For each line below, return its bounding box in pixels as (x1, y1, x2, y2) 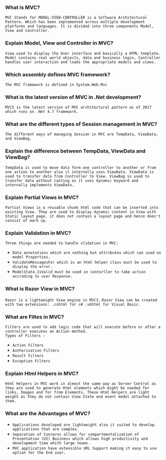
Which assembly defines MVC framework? (5, 71, 111, 78)
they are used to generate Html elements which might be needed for (5, 386, 150, 391)
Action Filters (12, 343, 44, 348)
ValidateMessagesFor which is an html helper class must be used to (12, 260, 157, 265)
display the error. (12, 264, 53, 269)
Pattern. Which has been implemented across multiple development (5, 19, 145, 25)
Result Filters (12, 353, 44, 358)
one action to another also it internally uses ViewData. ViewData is (5, 169, 154, 174)
